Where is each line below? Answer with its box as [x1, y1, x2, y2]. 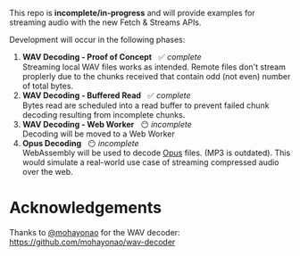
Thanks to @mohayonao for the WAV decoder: [9, 227, 180, 237]
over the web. [21, 167, 73, 177]
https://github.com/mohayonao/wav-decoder [9, 236, 176, 247]
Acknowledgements [9, 198, 162, 218]
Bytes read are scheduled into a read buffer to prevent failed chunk [21, 100, 270, 111]
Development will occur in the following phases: [9, 35, 186, 45]
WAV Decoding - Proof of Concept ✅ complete [21, 52, 203, 62]
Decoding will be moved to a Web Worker [21, 128, 176, 139]
